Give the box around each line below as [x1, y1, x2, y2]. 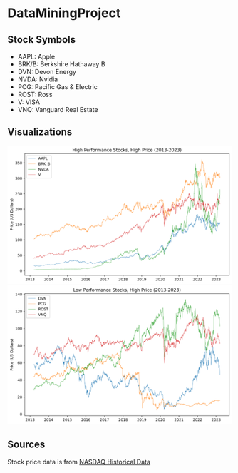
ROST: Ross [17, 91, 53, 98]
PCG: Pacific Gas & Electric [17, 83, 98, 91]
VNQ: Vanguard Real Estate [17, 106, 98, 113]
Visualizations [7, 126, 73, 138]
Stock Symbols [7, 34, 76, 46]
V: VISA [17, 98, 41, 106]
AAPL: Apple [17, 52, 56, 61]
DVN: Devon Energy [17, 68, 77, 76]
